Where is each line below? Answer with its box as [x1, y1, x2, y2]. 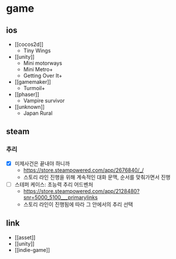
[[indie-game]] [14, 246, 50, 253]
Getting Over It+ [23, 72, 63, 79]
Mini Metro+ [23, 66, 53, 72]
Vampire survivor [23, 97, 65, 104]
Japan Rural [23, 109, 53, 117]
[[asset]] [14, 234, 36, 241]
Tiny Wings [23, 47, 51, 54]
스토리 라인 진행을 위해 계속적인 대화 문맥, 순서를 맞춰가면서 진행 [23, 173, 171, 181]
